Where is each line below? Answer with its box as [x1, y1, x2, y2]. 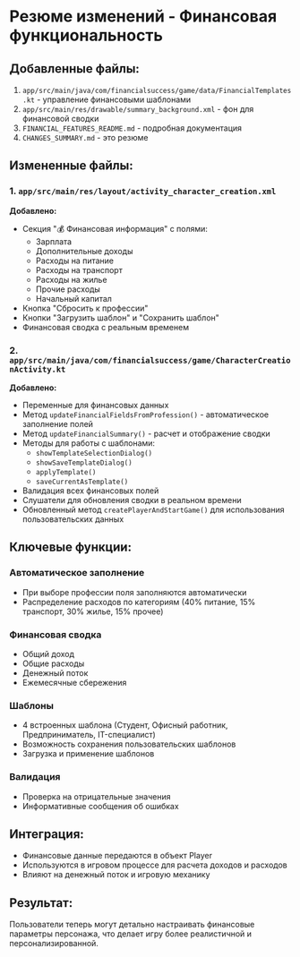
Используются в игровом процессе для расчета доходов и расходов [21, 859, 288, 870]
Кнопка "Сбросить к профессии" [21, 303, 149, 313]
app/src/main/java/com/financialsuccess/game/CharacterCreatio [9, 355, 291, 365]
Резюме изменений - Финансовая [9, 6, 278, 27]
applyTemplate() [35, 467, 97, 476]
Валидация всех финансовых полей [21, 485, 159, 496]
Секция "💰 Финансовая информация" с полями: [21, 223, 209, 234]
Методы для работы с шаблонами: [21, 437, 155, 449]
